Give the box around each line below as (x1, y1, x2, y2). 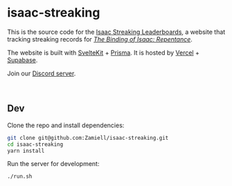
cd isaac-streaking (7, 140, 64, 148)
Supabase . (7, 55, 38, 64)
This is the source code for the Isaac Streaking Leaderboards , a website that (7, 28, 226, 36)
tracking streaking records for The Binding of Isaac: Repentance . (7, 35, 193, 43)
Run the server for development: (7, 160, 100, 168)
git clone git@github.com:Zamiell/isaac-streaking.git (7, 134, 169, 141)
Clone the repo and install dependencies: (7, 121, 125, 129)
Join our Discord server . (7, 69, 76, 77)
